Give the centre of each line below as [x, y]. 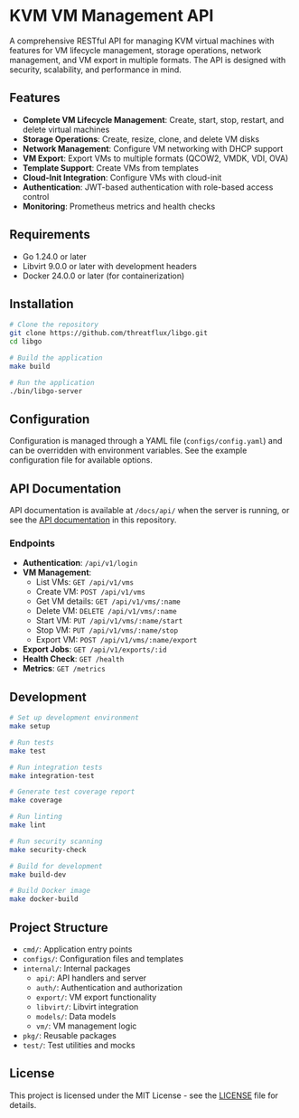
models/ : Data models [76, 1017]
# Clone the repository [54, 325]
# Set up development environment [75, 718]
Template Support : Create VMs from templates [110, 167]
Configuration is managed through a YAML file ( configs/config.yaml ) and [146, 441]
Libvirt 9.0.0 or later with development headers [109, 266]
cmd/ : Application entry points [77, 949]
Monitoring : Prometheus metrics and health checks [119, 206]
